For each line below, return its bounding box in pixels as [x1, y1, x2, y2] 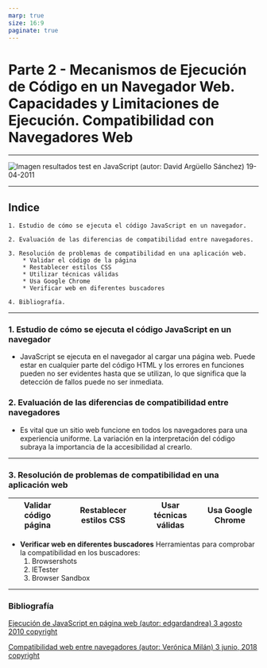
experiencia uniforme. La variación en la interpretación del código [19, 434, 236, 443]
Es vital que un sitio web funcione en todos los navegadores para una [19, 425, 248, 434]
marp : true [8, 11, 44, 20]
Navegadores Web [8, 128, 133, 146]
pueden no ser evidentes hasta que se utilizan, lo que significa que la [19, 369, 246, 378]
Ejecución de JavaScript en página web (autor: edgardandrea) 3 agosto [8, 619, 242, 628]
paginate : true [8, 26, 59, 34]
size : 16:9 [8, 19, 44, 27]
